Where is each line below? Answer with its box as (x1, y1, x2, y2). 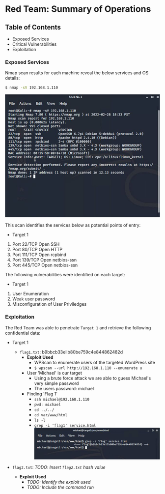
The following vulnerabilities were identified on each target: (5, 272, 125, 278)
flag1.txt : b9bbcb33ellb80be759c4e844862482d (19, 349, 123, 355)
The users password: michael (34, 385, 94, 391)
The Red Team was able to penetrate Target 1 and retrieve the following (5, 324, 151, 330)
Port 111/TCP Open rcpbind (12, 252, 66, 258)
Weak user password (12, 296, 55, 302)
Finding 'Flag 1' (27, 391, 58, 397)
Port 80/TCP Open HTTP (12, 247, 63, 253)
